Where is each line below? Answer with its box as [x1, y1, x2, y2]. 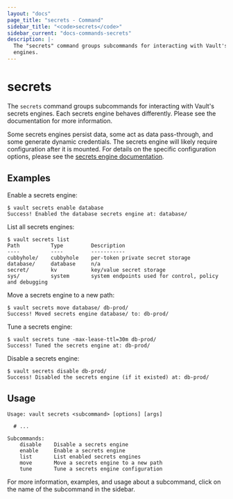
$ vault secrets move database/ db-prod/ [7, 304, 129, 311]
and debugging [7, 279, 49, 286]
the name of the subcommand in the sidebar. [7, 485, 135, 493]
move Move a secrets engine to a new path [19, 459, 163, 466]
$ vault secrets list [7, 236, 70, 243]
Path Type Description [7, 242, 126, 249]
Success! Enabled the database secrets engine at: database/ [7, 210, 188, 218]
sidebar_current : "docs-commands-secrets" [7, 29, 132, 37]
